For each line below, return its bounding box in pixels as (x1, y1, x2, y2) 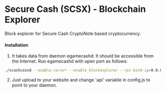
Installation (4, 42, 28, 48)
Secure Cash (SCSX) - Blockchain (4, 3, 146, 15)
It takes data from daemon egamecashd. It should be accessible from (11, 53, 154, 59)
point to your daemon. (11, 82, 57, 88)
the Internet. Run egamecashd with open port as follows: (11, 58, 128, 64)
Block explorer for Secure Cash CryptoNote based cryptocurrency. (4, 30, 141, 36)
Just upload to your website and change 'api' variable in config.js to (11, 77, 151, 83)
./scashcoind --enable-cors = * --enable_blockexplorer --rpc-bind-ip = (4, 68, 152, 73)
